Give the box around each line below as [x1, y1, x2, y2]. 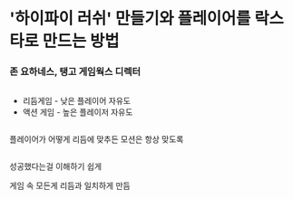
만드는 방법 [42, 31, 120, 52]
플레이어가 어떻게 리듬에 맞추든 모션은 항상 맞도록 [9, 134, 184, 145]
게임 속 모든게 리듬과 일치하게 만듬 [9, 180, 131, 191]
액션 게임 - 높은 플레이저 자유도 [22, 107, 133, 118]
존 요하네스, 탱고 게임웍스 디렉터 [9, 65, 142, 78]
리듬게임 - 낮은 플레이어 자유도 [22, 96, 132, 107]
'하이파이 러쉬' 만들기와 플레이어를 [9, 8, 251, 29]
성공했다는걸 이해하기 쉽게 [9, 161, 103, 172]
